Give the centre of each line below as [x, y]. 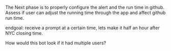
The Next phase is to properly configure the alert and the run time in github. [85, 7]
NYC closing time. [24, 33]
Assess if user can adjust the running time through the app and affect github [86, 13]
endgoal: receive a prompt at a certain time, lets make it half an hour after [82, 28]
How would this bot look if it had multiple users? [56, 43]
